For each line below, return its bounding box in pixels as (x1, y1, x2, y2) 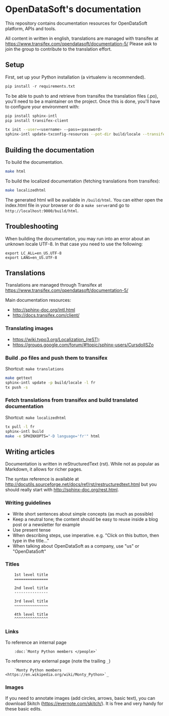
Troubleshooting (5, 222, 59, 231)
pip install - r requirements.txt (5, 84, 75, 89)
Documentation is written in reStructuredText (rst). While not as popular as (5, 461, 159, 467)
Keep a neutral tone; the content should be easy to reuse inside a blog (12, 516, 158, 522)
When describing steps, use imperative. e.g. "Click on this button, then (12, 532, 159, 538)
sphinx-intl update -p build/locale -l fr (5, 380, 96, 385)
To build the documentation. (5, 159, 64, 165)
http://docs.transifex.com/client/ (12, 312, 79, 318)
